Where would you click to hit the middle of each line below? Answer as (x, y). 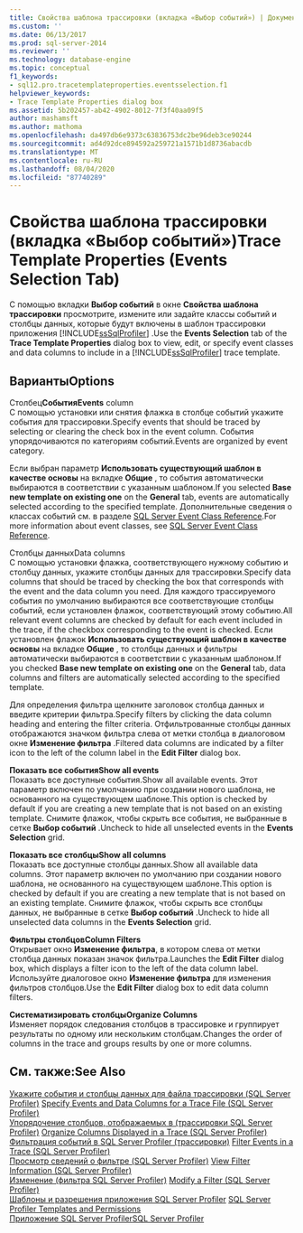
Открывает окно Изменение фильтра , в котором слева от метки (135, 949)
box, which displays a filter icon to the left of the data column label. (134, 968)
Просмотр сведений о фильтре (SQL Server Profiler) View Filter (130, 1161)
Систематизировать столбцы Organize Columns (104, 1014)
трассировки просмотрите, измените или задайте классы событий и (143, 314)
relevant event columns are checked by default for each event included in (146, 620)
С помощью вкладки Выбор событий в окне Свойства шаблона (134, 304)
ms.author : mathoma (46, 127)
